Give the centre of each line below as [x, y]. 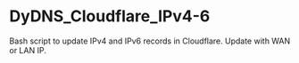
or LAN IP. [28, 50]
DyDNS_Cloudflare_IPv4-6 [110, 16]
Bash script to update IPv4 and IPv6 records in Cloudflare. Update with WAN [150, 41]
